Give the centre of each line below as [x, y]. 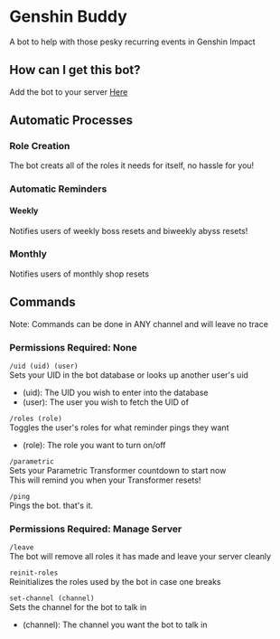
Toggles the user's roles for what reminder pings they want [119, 428]
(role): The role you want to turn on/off [94, 445]
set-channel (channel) [52, 598]
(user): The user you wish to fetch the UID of [106, 402]
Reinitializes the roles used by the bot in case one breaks [115, 582]
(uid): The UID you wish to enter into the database [115, 392]
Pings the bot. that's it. [51, 505]
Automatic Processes [71, 121]
